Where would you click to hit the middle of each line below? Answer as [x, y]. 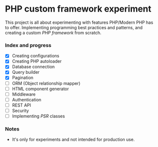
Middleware [24, 94]
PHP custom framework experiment [78, 9]
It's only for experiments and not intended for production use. [73, 140]
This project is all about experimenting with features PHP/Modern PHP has [79, 22]
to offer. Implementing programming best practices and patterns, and [74, 27]
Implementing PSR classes [38, 116]
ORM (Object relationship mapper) [46, 83]
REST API [22, 105]
